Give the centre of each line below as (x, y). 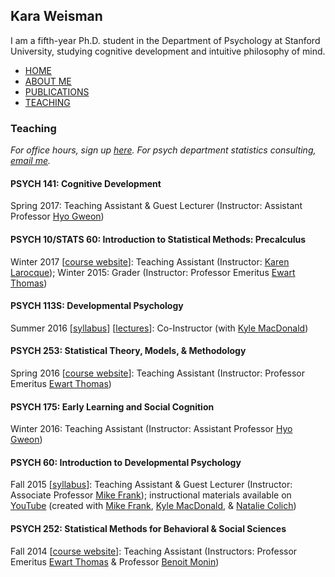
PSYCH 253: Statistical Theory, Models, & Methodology (128, 351)
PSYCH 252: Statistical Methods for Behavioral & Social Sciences (148, 528)
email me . (30, 161)
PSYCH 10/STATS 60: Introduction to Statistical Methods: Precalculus (158, 239)
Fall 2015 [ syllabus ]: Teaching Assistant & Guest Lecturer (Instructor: (151, 485)
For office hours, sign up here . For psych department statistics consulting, (163, 150)
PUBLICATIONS (57, 91)
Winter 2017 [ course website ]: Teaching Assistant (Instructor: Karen (150, 261)
